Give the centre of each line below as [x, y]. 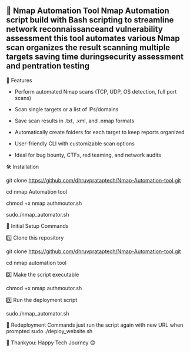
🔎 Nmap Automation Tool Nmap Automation [88, 11]
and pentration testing [48, 66]
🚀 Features [19, 80]
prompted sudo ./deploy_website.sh [49, 331]
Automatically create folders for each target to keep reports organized [99, 132]
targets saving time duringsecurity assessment [95, 57]
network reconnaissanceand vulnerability [84, 29]
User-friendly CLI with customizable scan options [75, 143]
